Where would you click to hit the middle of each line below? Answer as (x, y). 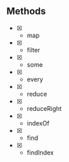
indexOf (38, 123)
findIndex (40, 152)
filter (33, 50)
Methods (26, 11)
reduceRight (44, 108)
